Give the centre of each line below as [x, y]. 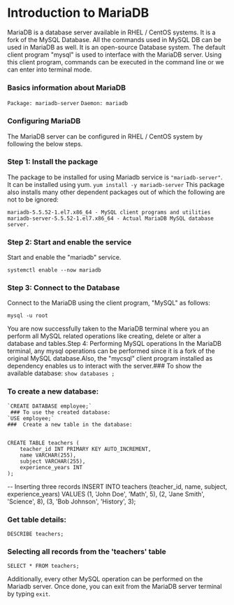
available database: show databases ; [61, 373]
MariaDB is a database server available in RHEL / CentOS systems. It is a [111, 32]
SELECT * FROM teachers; [43, 566]
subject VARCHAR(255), [53, 461]
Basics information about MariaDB [67, 88]
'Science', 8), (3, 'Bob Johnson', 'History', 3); [72, 501]
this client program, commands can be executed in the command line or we [116, 62]
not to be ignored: [33, 199]
